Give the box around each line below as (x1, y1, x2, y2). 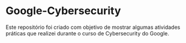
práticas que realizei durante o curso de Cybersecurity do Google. (5, 29, 169, 37)
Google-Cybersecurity (5, 4, 121, 18)
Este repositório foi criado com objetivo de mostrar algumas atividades (5, 24, 181, 31)
